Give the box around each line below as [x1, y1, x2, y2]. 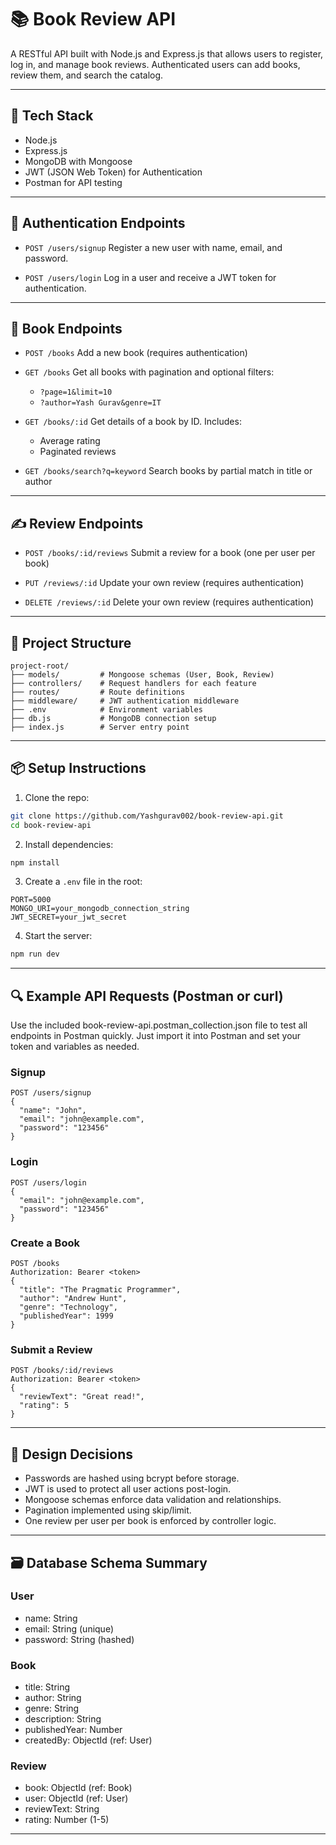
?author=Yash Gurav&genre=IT [39, 398, 162, 408]
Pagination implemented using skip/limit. [24, 1504, 192, 1516]
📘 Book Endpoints [10, 320, 123, 337]
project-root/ [10, 661, 70, 671]
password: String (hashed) [24, 1633, 135, 1645]
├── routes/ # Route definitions [10, 687, 186, 697]
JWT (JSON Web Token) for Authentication [24, 166, 203, 178]
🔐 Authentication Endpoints [10, 215, 186, 232]
